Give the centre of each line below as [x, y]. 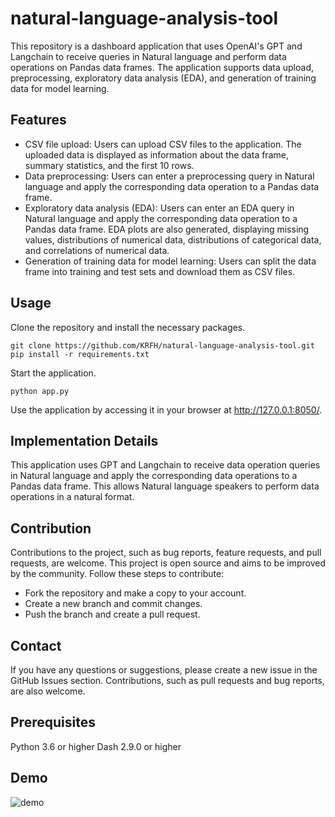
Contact [36, 645]
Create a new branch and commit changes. [113, 604]
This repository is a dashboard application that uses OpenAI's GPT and [156, 46]
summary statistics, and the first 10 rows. [109, 165]
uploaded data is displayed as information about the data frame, [156, 154]
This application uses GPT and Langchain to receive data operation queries [165, 465]
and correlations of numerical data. [97, 250]
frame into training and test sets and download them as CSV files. [160, 271]
